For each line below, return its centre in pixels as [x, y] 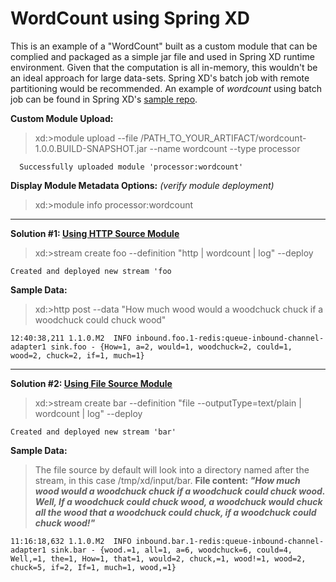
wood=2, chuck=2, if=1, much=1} [77, 355]
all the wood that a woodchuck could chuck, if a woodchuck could [175, 512]
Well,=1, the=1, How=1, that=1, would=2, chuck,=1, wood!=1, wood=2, [158, 558]
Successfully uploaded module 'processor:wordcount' [131, 167]
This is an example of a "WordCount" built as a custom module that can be [164, 46]
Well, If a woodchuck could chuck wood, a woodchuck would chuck [178, 501]
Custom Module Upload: [62, 118]
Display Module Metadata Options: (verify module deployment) [142, 185]
